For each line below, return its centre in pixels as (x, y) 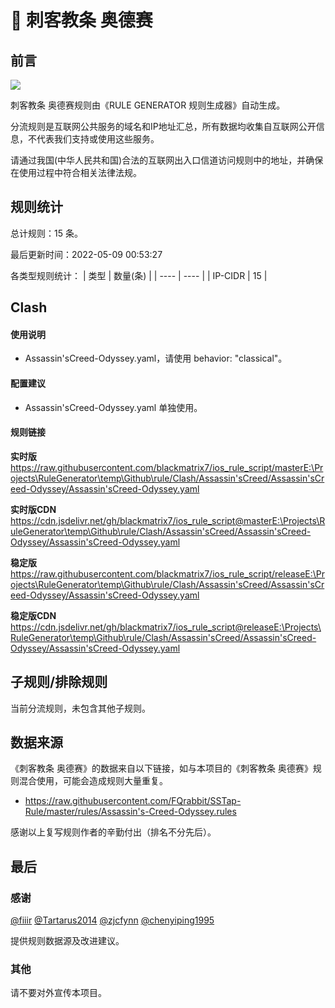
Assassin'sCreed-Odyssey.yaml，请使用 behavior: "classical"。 (156, 358)
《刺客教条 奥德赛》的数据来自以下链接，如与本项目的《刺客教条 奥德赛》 (161, 768)
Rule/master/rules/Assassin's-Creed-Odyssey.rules (130, 812)
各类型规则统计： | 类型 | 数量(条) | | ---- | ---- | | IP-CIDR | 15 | (139, 275)
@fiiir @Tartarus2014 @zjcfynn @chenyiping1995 (112, 920)
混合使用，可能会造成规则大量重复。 (93, 781)
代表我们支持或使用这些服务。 (98, 139)
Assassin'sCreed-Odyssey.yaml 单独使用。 (113, 407)
